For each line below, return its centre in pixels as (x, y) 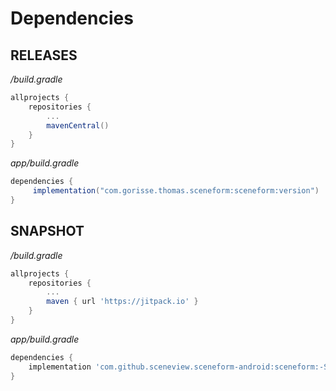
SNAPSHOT (47, 231)
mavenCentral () (78, 125)
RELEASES (44, 55)
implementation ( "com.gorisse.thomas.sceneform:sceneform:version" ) (176, 191)
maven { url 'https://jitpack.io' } (122, 302)
